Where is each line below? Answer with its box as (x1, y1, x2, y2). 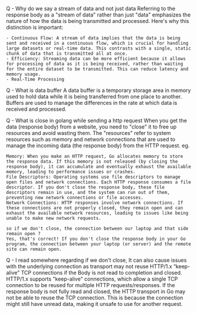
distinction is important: (6, 24, 64, 31)
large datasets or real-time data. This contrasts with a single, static (6, 45, 192, 51)
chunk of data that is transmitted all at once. (6, 51, 128, 57)
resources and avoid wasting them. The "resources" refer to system (6, 130, 171, 136)
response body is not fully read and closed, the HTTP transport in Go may (6, 288, 186, 295)
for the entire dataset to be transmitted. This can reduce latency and (6, 66, 189, 72)
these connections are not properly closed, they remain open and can (6, 205, 183, 211)
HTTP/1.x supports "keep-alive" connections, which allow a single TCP (6, 275, 178, 282)
